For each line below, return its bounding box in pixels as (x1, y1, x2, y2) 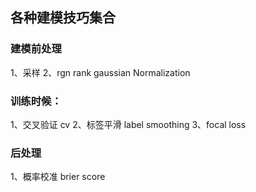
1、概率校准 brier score (10, 171, 106, 183)
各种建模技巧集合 (10, 9, 116, 27)
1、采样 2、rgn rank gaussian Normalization (10, 66, 191, 78)
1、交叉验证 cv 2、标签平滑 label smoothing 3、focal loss (10, 118, 247, 130)
